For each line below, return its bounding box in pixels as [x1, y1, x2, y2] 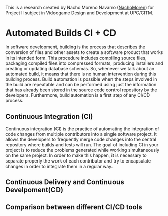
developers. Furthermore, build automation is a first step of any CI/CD [5, 92, 150, 98]
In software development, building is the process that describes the [5, 44, 145, 50]
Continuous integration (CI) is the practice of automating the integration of [5, 126, 160, 132]
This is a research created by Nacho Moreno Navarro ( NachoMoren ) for [5, 5, 154, 10]
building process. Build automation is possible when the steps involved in [5, 76, 157, 82]
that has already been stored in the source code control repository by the [5, 87, 157, 93]
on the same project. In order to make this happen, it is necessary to [5, 152, 147, 158]
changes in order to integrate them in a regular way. [5, 163, 113, 169]
